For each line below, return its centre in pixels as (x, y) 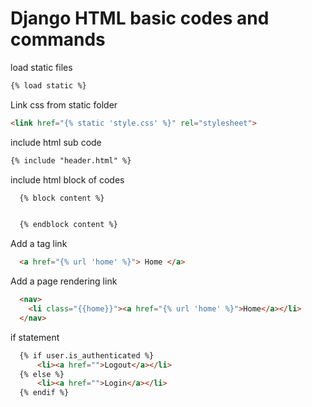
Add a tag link (39, 244)
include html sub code (56, 142)
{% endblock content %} (68, 225)
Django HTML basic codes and (140, 18)
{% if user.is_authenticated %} (87, 355)
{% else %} (42, 374)
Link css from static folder (64, 104)
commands (58, 39)
